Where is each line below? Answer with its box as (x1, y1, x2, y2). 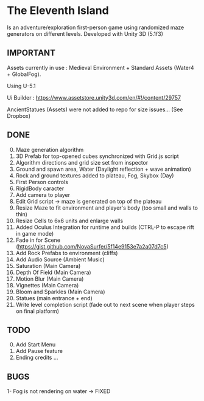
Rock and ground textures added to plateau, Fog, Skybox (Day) (15, 171, 174, 179)
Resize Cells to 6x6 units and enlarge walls (15, 217, 124, 224)
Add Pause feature (15, 348, 63, 355)
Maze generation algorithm (15, 146, 84, 153)
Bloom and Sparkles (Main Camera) (15, 288, 105, 295)
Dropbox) (7, 112, 31, 119)
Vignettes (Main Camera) (15, 281, 79, 289)
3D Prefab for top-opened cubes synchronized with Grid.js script (15, 153, 179, 160)
